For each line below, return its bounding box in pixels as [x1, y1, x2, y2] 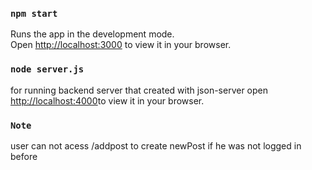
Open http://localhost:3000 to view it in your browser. [10, 39, 232, 51]
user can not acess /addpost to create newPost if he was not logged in [10, 139, 302, 152]
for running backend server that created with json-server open [10, 84, 269, 96]
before [10, 150, 38, 162]
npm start [10, 8, 58, 19]
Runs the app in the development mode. [10, 28, 175, 40]
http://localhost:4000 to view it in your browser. [10, 94, 205, 107]
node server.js [10, 64, 85, 75]
